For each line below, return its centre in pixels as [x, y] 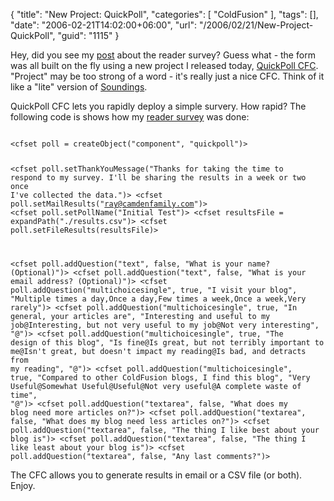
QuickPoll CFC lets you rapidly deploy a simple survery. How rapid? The [158, 106]
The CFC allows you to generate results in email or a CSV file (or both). [156, 475]
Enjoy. [23, 485]
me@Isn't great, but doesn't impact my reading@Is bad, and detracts [158, 351]
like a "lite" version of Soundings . [79, 87]
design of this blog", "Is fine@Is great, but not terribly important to [167, 342]
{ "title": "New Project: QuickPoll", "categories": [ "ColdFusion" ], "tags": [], [164, 14]
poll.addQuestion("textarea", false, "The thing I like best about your [165, 430]
